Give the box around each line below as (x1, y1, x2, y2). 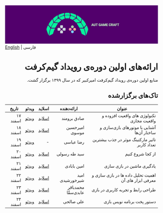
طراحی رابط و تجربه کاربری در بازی (91, 187, 156, 193)
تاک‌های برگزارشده (108, 91, 158, 100)
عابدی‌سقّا (66, 189, 85, 195)
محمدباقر (67, 184, 85, 190)
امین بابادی (65, 163, 85, 169)
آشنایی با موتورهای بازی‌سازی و (99, 124, 156, 130)
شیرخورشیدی (60, 177, 85, 183)
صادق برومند (61, 115, 85, 121)
